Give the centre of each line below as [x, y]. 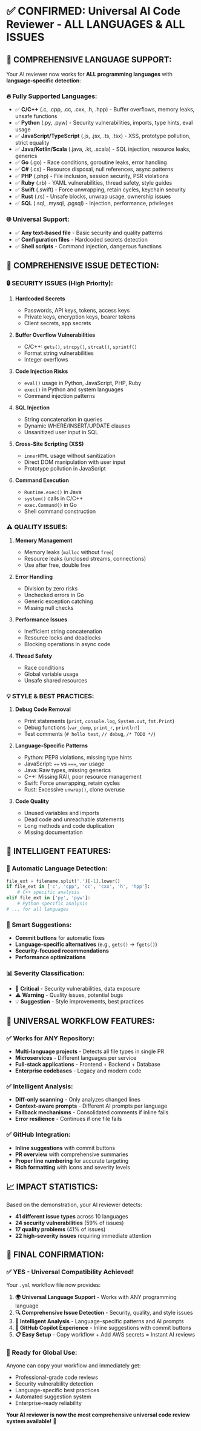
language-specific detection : [44, 81]
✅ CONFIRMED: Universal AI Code [93, 11]
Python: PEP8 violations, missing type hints [78, 757]
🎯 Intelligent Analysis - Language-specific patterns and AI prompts [99, 1321]
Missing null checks [49, 607]
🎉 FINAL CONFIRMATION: [55, 1254]
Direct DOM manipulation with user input [75, 462]
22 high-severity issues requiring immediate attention [83, 1235]
